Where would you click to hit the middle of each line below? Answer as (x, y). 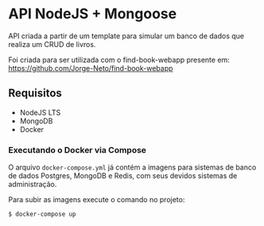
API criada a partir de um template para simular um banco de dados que (126, 36)
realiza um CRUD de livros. (52, 44)
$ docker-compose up (43, 214)
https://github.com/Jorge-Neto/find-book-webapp (91, 68)
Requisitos (35, 94)
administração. (33, 185)
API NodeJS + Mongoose (93, 14)
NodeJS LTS (40, 112)
